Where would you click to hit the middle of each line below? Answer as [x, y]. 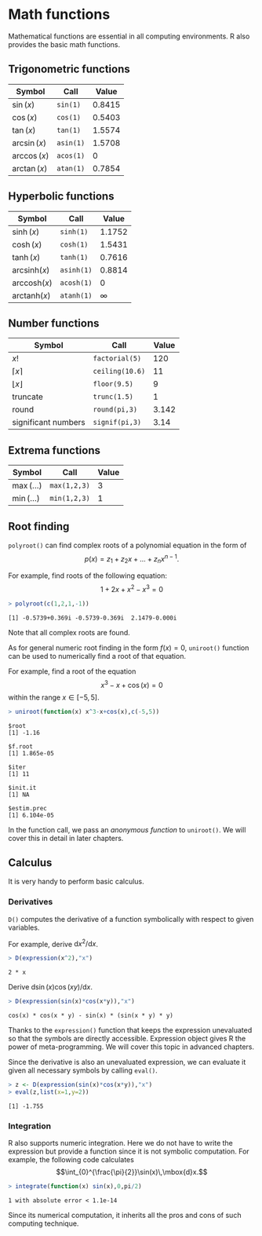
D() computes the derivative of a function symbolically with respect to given [131, 919]
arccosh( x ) [32, 283]
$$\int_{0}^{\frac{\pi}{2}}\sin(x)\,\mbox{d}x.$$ [132, 1172]
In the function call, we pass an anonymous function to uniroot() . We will [127, 829]
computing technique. [44, 1223]
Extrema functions [54, 450]
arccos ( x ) [31, 155]
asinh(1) [76, 270]
